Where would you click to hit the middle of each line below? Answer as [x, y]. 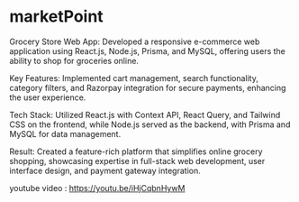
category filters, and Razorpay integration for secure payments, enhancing [148, 87]
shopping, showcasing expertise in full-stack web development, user [137, 161]
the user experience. [48, 97]
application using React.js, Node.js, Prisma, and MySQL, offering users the [148, 50]
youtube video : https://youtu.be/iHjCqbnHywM [97, 188]
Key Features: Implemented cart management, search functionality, [134, 78]
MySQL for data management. [65, 133]
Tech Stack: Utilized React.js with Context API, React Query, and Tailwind [145, 115]
